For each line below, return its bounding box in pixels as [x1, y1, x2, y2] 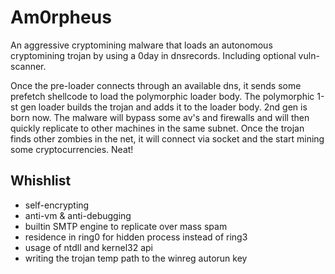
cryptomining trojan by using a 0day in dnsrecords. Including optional [10, 49, 297, 61]
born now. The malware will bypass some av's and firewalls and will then [10, 111, 310, 123]
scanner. [10, 60, 47, 72]
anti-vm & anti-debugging [24, 209, 132, 221]
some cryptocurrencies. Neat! [10, 143, 134, 155]
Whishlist [10, 172, 72, 190]
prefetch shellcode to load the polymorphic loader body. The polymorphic [10, 90, 315, 102]
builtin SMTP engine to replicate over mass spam [24, 220, 228, 232]
